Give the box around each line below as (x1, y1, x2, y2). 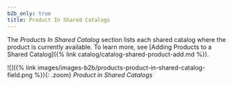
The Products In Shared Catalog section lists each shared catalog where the (7, 35, 226, 43)
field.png (7, 70, 33, 79)
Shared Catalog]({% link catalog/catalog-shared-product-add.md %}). (7, 50, 209, 58)
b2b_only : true (7, 10, 51, 17)
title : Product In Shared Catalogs (7, 17, 111, 23)
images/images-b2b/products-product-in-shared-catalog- (37, 63, 206, 72)
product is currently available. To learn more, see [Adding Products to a (7, 43, 212, 51)
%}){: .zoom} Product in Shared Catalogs (34, 70, 153, 79)
